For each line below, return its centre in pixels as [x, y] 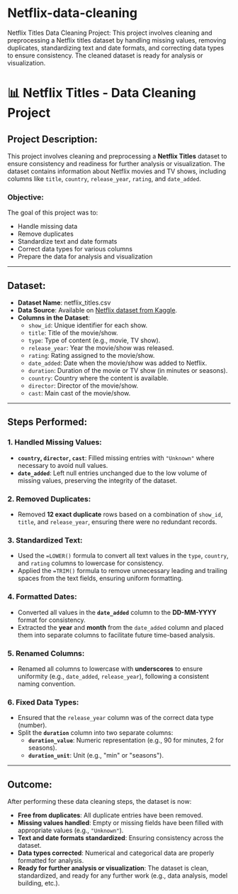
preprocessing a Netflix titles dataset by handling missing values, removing [117, 40]
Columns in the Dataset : [54, 318]
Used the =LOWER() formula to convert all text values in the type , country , [123, 556]
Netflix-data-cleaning [73, 13]
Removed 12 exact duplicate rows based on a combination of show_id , [120, 514]
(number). [32, 725]
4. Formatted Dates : [42, 596]
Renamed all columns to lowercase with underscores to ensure [110, 668]
